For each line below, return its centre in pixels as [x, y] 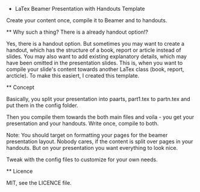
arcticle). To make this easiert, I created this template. [73, 76]
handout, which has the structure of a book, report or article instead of [94, 50]
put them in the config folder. [42, 105]
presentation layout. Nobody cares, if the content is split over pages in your [100, 141]
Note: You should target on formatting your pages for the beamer [87, 135]
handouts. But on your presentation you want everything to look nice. [92, 148]
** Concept [20, 87]
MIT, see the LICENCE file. [39, 183]
